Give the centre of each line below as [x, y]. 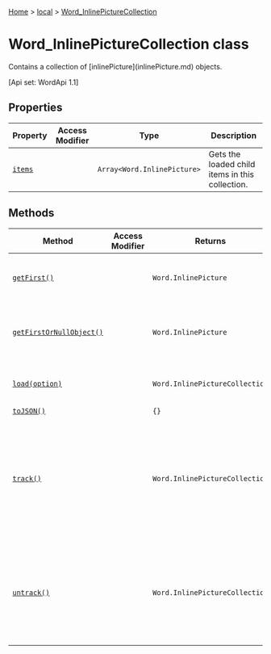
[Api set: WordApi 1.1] [44, 82]
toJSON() [29, 411]
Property [30, 135]
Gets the [225, 154]
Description [233, 135]
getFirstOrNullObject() [58, 332]
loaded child [232, 164]
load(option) [38, 384]
